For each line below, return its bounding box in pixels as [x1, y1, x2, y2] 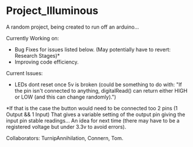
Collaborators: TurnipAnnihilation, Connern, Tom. [6, 134, 124, 141]
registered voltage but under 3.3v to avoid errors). [6, 123, 127, 130]
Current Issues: [6, 69, 43, 76]
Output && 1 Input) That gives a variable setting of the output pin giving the [6, 111, 185, 118]
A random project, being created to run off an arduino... [6, 23, 139, 30]
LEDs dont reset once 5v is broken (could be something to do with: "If [14, 80, 183, 88]
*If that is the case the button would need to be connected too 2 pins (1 [6, 104, 178, 111]
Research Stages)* [14, 52, 60, 59]
